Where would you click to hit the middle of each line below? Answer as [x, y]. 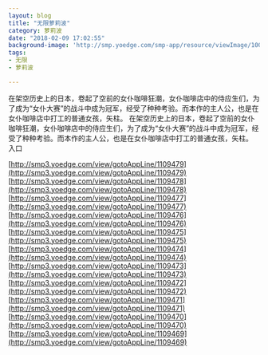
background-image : [39, 45]
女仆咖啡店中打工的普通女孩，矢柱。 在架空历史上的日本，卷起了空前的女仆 [132, 118]
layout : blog [30, 16]
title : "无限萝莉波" [39, 23]
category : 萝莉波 [35, 30]
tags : [17, 53]
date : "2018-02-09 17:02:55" [57, 38]
